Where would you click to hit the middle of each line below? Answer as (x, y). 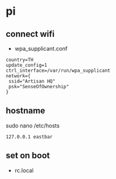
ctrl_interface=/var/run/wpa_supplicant (58, 70)
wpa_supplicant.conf (41, 48)
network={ (18, 76)
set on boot (28, 155)
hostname (25, 111)
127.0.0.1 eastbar (29, 137)
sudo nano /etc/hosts (33, 125)
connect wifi (30, 34)
